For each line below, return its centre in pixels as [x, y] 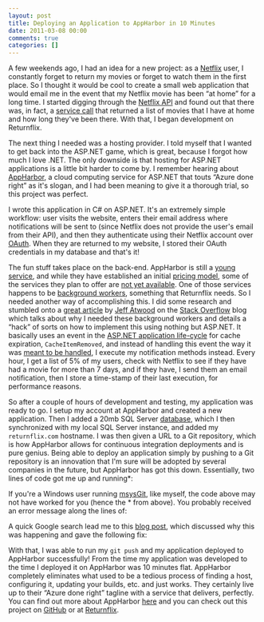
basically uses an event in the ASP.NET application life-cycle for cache [124, 336]
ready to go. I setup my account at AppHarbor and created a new [115, 411]
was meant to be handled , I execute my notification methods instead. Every [132, 353]
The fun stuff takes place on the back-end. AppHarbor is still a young [122, 268]
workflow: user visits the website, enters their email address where [118, 218]
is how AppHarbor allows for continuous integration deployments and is [126, 445]
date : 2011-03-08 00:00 [48, 30]
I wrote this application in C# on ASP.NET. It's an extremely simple [117, 209]
